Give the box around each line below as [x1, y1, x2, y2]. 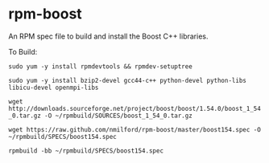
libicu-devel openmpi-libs [8, 84, 99, 92]
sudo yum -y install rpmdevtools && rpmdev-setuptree [8, 62, 193, 71]
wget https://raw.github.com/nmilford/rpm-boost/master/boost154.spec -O [8, 125, 262, 133]
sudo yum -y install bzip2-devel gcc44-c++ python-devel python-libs [8, 76, 247, 84]
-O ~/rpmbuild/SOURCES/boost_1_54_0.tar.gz [43, 112, 193, 120]
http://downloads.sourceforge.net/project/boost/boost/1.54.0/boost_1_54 [8, 104, 262, 112]
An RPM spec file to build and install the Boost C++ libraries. [8, 31, 209, 41]
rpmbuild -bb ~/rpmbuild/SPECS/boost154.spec [8, 146, 163, 155]
